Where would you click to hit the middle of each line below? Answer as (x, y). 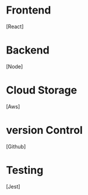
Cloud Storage (42, 90)
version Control (44, 130)
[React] (15, 26)
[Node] (15, 66)
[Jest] (13, 186)
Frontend (29, 10)
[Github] (16, 146)
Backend (28, 50)
